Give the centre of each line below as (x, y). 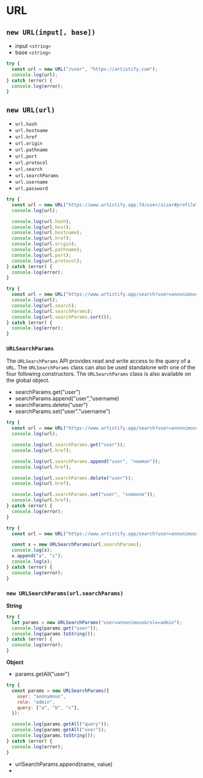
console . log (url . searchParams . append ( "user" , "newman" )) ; (86, 461)
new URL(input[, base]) (51, 32)
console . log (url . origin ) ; (44, 244)
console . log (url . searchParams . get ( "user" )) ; (69, 445)
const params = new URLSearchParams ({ (61, 691)
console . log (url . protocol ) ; (47, 261)
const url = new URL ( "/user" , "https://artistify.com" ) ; (85, 69)
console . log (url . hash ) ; (41, 221)
